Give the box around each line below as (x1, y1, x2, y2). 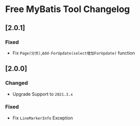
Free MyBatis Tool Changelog (5, 4, 130, 15)
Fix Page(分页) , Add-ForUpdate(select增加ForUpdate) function (12, 50, 135, 56)
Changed (5, 79, 28, 86)
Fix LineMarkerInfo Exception (12, 114, 73, 121)
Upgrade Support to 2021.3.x (12, 91, 73, 97)
